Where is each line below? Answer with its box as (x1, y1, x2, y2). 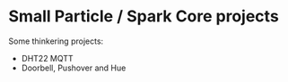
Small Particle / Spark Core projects (8, 6, 279, 27)
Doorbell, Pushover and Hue (21, 62, 127, 73)
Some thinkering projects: (8, 36, 104, 46)
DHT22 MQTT (21, 53, 74, 63)
